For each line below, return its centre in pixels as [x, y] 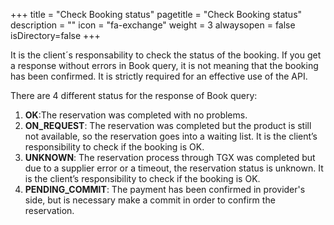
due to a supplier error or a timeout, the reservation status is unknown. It [174, 168]
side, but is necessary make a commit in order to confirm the [150, 200]
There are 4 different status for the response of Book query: [134, 95]
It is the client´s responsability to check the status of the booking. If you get [166, 55]
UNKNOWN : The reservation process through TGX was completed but [170, 157]
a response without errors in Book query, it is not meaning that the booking [164, 65]
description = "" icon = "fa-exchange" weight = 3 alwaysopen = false [153, 25]
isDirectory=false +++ [55, 35]
